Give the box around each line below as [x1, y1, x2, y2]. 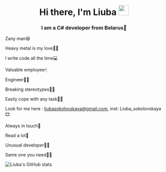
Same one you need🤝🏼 [5, 152, 52, 158]
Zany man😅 [5, 35, 30, 42]
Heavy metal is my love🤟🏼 [5, 45, 59, 51]
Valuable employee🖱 [5, 67, 47, 73]
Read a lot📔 [5, 133, 29, 139]
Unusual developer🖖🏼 [5, 142, 50, 148]
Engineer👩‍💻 [5, 77, 29, 83]
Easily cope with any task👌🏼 [5, 96, 63, 102]
